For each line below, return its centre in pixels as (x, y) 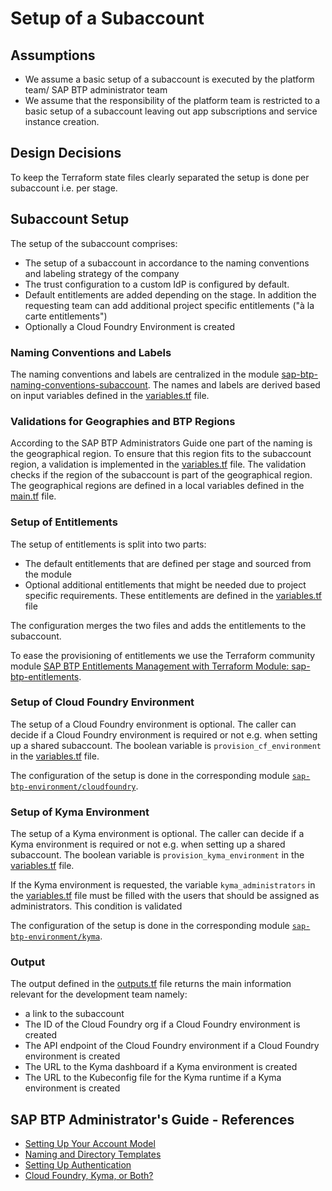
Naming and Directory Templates (93, 1154)
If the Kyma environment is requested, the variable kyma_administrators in (163, 885)
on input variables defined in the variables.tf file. (110, 395)
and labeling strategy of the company (102, 273)
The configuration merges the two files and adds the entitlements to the (158, 625)
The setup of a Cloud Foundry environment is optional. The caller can (153, 724)
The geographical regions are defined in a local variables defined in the (157, 486)
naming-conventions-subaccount (79, 384)
